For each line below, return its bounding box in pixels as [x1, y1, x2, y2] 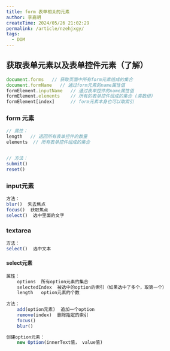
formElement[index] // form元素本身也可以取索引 [6, 99, 134, 105]
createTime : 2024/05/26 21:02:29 [6, 20, 90, 26]
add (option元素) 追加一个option [17, 307, 95, 313]
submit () [6, 161, 28, 167]
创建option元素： [6, 334, 45, 340]
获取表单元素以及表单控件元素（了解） [6, 60, 148, 71]
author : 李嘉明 [6, 14, 41, 20]
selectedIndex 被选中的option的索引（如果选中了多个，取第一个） [17, 284, 167, 291]
